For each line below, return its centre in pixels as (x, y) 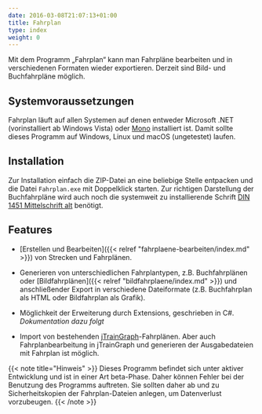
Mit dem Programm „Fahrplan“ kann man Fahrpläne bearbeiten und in (120, 60)
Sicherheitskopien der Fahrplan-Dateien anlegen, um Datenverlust (115, 393)
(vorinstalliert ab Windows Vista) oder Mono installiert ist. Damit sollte (121, 128)
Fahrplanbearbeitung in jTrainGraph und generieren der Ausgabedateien (136, 344)
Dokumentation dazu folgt (62, 321)
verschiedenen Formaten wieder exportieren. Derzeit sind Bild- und (117, 68)
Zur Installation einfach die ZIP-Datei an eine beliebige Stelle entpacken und (131, 180)
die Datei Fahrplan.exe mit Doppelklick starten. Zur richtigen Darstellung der (131, 189)
